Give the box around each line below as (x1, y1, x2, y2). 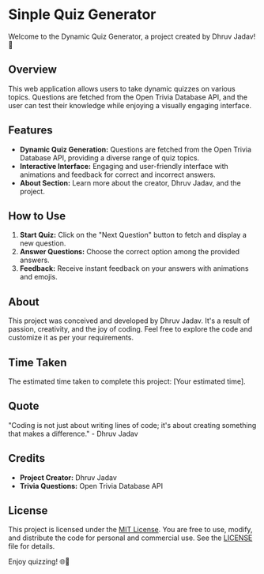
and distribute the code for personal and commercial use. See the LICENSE (8, 533, 253, 542)
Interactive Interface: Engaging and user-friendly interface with (19, 161, 229, 171)
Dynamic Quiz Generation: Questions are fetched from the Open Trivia (19, 144, 251, 154)
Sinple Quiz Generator (8, 6, 157, 24)
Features (8, 124, 53, 137)
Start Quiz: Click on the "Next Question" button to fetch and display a (19, 231, 247, 240)
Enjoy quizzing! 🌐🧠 (8, 557, 70, 566)
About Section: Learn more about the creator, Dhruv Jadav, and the (19, 178, 241, 187)
